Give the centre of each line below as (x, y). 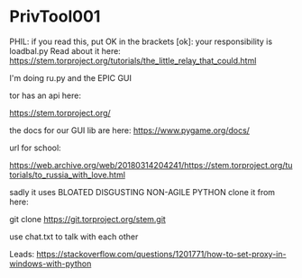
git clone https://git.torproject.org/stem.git (88, 219)
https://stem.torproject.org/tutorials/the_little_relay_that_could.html (133, 60)
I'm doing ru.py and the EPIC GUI (71, 77)
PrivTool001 (55, 17)
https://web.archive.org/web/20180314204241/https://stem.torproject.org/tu (151, 165)
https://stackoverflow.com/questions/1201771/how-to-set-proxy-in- (161, 254)
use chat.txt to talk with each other (74, 237)
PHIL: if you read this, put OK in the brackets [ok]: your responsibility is (141, 41)
